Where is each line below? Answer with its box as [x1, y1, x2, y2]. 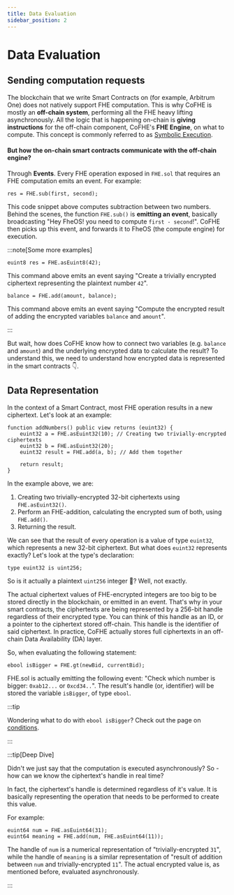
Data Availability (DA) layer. [24, 634, 103, 643]
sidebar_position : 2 [7, 17, 68, 24]
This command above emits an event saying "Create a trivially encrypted [7, 271, 217, 279]
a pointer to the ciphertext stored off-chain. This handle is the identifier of [7, 620, 219, 628]
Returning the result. [17, 522, 77, 531]
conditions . [7, 723, 40, 732]
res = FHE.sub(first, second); [7, 190, 98, 197]
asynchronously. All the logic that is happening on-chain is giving [7, 115, 196, 124]
